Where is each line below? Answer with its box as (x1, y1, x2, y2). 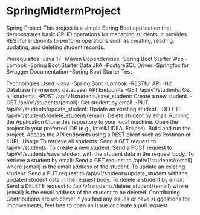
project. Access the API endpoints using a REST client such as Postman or (6, 131, 192, 138)
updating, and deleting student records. (6, 43, 105, 51)
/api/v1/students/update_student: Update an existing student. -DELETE (6, 105, 182, 112)
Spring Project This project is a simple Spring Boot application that (6, 24, 172, 31)
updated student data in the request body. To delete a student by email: (6, 176, 184, 183)
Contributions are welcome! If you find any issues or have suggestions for (6, 195, 190, 202)
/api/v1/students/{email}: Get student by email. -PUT (18, 98, 149, 106)
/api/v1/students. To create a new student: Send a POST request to (6, 144, 172, 151)
